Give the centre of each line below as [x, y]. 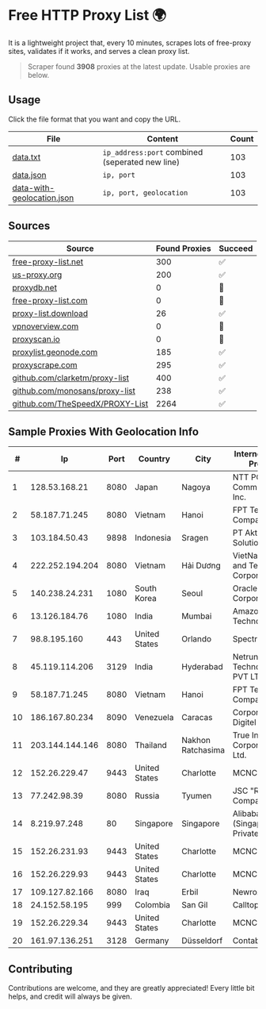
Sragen [195, 538]
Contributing [40, 969]
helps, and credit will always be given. [70, 996]
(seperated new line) [141, 162]
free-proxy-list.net [48, 261]
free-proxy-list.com [50, 300]
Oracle [245, 588]
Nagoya [196, 487]
